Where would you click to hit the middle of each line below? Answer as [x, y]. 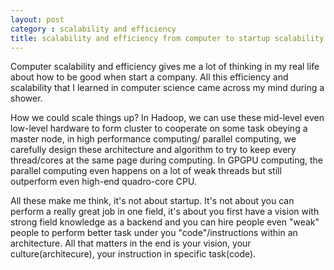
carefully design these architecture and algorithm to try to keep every [153, 150]
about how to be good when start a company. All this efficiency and [149, 77]
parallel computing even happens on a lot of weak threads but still [146, 171]
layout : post [37, 19]
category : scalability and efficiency [93, 29]
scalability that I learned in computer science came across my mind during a [167, 88]
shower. [26, 98]
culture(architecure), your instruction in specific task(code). [133, 254]
